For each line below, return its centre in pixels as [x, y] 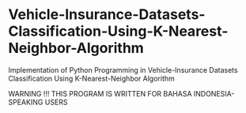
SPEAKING [26, 102]
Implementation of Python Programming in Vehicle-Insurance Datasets [123, 70]
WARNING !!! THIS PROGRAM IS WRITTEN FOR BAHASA [100, 93]
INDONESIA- [214, 93]
